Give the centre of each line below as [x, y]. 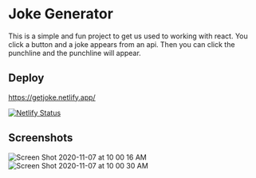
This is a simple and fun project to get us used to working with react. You [128, 36]
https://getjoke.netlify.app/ [52, 97]
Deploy [26, 78]
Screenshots [41, 138]
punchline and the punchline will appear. [75, 53]
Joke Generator [61, 14]
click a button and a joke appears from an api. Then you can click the [122, 44]
